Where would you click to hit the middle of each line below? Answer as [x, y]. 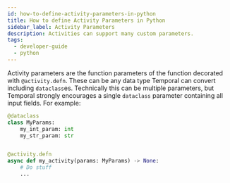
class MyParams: [31, 122]
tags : [15, 40]
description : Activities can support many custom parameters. [101, 33]
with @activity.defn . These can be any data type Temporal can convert [111, 80]
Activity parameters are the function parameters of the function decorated [115, 73]
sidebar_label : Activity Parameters [61, 27]
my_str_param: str [47, 135]
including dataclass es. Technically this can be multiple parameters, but [111, 88]
